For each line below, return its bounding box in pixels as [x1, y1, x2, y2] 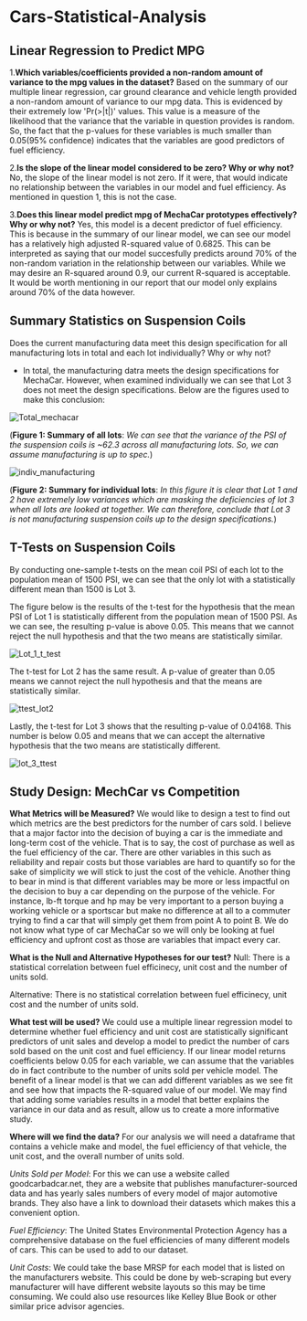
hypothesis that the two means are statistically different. [9, 740, 221, 751]
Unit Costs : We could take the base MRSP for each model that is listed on [9, 1263, 286, 1273]
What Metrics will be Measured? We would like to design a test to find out [9, 808, 291, 819]
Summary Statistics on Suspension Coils [9, 313, 247, 329]
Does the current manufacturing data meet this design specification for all [9, 337, 288, 348]
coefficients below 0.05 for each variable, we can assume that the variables [9, 1055, 295, 1066]
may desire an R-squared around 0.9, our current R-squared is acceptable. [9, 268, 291, 278]
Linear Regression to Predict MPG [9, 43, 206, 58]
